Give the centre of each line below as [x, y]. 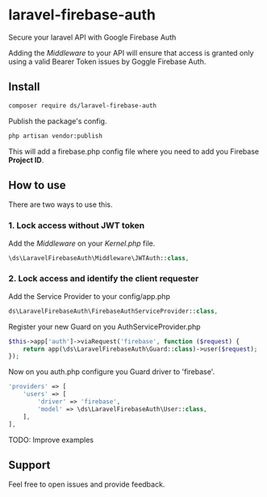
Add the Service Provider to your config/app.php [90, 296]
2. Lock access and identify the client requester [104, 279]
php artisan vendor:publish [56, 136]
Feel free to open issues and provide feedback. [87, 484]
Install [24, 87]
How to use [37, 185]
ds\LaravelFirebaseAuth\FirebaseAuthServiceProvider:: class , [113, 311]
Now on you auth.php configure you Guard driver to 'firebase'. [112, 372]
